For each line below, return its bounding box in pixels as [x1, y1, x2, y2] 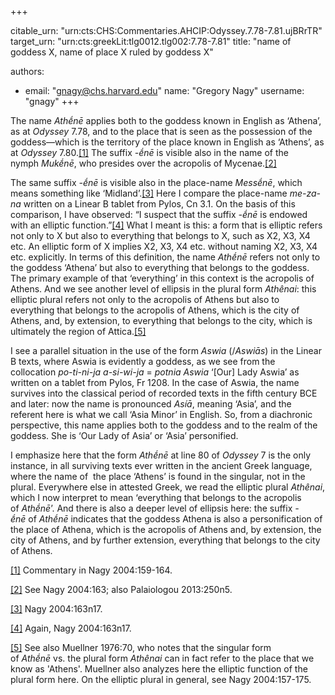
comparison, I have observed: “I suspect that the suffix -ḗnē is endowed [10, 209, 308, 220]
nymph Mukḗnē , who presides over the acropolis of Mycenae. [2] [10, 157, 277, 169]
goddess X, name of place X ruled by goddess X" [10, 46, 214, 58]
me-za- [289, 187, 322, 199]
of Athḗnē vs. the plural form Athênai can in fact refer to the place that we [10, 652, 315, 664]
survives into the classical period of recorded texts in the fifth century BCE [10, 387, 318, 399]
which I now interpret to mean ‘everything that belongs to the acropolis [10, 492, 302, 503]
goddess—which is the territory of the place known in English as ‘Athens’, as [10, 136, 325, 148]
